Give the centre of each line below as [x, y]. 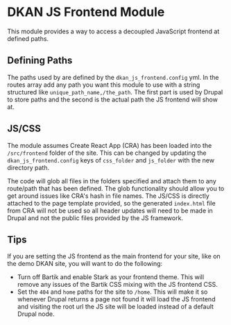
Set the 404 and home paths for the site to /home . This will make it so [112, 292]
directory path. [28, 167]
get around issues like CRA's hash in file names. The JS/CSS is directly [108, 196]
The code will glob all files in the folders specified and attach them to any [112, 181]
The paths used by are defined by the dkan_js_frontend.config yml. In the [113, 77]
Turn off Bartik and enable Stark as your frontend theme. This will [111, 277]
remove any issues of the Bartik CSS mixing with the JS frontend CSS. [117, 285]
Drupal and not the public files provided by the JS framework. [95, 218]
